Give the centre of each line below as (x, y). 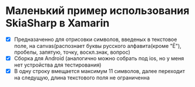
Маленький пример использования (97, 11)
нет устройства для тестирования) (58, 65)
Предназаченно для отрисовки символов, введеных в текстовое (95, 39)
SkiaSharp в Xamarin (58, 23)
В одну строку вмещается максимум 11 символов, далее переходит (100, 71)
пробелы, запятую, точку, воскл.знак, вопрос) (72, 52)
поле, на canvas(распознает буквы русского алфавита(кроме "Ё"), (97, 46)
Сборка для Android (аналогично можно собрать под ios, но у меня (99, 58)
